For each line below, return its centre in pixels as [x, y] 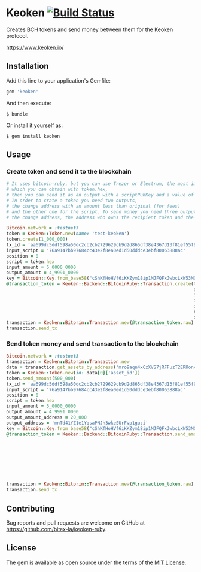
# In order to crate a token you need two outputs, [72, 201]
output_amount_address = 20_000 [46, 417]
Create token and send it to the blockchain [69, 171]
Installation [28, 66]
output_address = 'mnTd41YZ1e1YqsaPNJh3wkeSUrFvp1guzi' [77, 423]
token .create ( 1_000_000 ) [37, 240]
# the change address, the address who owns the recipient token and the [100, 217]
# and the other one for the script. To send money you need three [92, 212]
